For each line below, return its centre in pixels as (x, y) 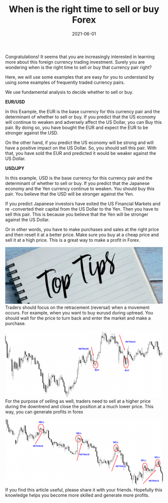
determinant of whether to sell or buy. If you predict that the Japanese (77, 183)
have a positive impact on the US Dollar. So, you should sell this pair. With (81, 148)
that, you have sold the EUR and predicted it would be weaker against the (81, 153)
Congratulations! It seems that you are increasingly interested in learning (80, 57)
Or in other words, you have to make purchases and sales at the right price (82, 229)
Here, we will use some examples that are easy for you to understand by (79, 77)
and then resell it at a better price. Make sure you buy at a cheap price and (82, 235)
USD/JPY (15, 168)
